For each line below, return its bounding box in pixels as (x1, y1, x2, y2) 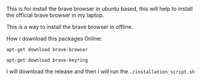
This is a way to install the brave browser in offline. (6, 24, 134, 30)
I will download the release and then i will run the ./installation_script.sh (6, 68, 196, 75)
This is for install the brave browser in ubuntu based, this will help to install (6, 5, 193, 12)
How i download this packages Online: (6, 35, 102, 42)
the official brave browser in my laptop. (6, 11, 104, 19)
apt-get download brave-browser (6, 47, 88, 53)
